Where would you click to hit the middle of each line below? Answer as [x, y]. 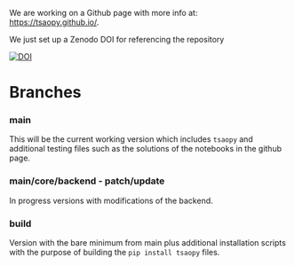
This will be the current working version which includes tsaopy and [131, 139]
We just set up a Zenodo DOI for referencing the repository [117, 39]
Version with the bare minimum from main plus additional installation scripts [147, 243]
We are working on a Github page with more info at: [104, 13]
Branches [45, 93]
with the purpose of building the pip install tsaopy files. [115, 253]
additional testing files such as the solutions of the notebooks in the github [146, 149]
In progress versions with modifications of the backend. [111, 200]
